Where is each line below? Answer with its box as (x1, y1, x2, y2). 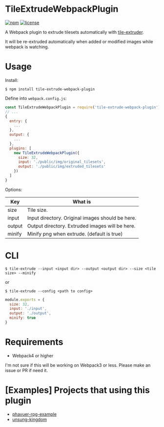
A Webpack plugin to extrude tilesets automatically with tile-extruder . (5, 29, 144, 35)
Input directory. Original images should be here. (27, 214, 137, 221)
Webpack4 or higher (12, 352, 54, 358)
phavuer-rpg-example (12, 411, 57, 417)
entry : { (9, 119, 27, 124)
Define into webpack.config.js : (5, 95, 67, 101)
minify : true (9, 315, 36, 321)
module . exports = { (5, 297, 45, 302)
